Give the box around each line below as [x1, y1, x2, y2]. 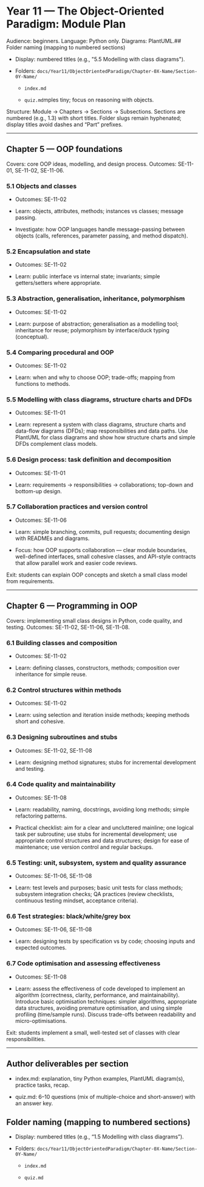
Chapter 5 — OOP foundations [6, 144, 123, 154]
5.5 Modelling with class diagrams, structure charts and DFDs [6, 395, 192, 403]
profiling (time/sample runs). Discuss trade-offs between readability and [15, 1010, 196, 1018]
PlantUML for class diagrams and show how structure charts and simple [15, 434, 195, 441]
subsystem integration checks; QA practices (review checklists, [15, 891, 174, 898]
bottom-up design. [15, 487, 63, 494]
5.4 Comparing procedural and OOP [6, 348, 114, 357]
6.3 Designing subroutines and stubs [6, 733, 118, 742]
